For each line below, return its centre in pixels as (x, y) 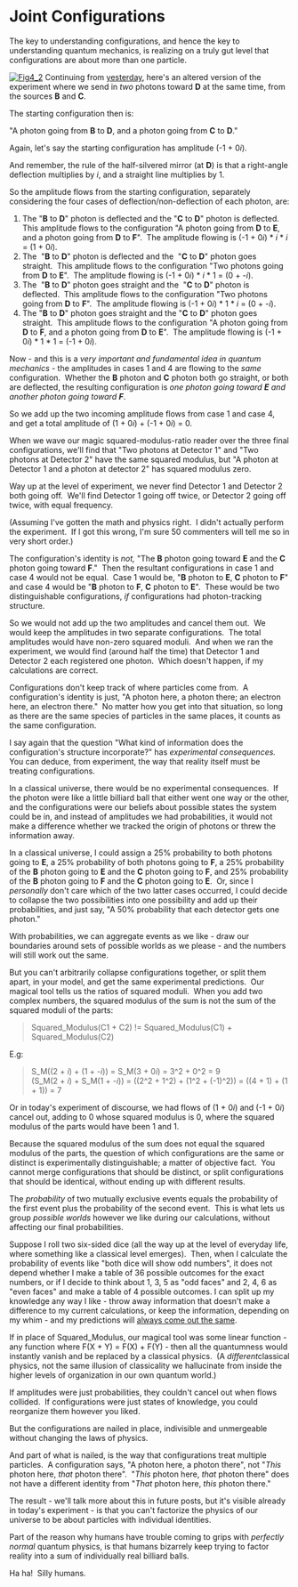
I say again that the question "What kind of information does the (126, 742)
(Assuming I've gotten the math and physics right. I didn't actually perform (147, 522)
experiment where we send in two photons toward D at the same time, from (148, 86)
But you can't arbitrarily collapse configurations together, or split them (138, 972)
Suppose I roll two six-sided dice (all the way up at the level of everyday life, (149, 1244)
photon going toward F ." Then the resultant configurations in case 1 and (141, 568)
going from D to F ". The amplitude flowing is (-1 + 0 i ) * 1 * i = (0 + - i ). (149, 304)
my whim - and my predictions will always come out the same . (123, 1320)
